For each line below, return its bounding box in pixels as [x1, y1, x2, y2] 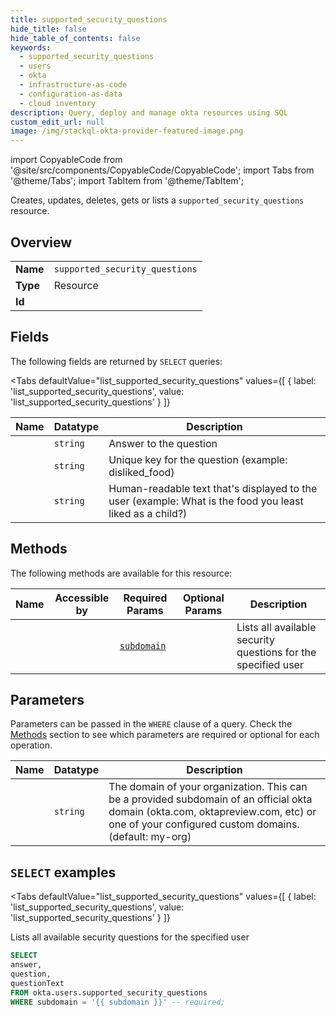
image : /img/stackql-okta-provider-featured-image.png [10, 126, 244, 136]
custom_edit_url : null [10, 117, 105, 127]
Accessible [54, 591, 110, 605]
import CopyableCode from [10, 154, 123, 166]
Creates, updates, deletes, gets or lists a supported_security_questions [10, 194, 305, 206]
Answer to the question [108, 436, 218, 450]
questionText [10, 978, 65, 988]
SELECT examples [10, 864, 117, 881]
